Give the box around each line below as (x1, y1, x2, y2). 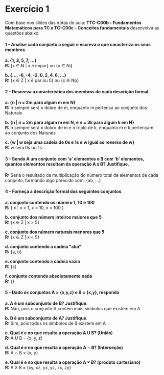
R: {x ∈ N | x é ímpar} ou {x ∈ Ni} (5, 63, 72, 69)
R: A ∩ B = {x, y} (5, 349, 38, 355)
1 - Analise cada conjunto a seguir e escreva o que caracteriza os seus (5, 41, 151, 47)
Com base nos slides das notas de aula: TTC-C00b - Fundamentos (5, 20, 142, 26)
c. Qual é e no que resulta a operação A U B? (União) (5, 330, 113, 336)
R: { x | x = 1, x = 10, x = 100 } (5, 205, 64, 211)
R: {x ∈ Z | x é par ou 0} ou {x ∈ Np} (5, 78, 79, 83)
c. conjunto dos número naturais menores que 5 (5, 229, 105, 235)
